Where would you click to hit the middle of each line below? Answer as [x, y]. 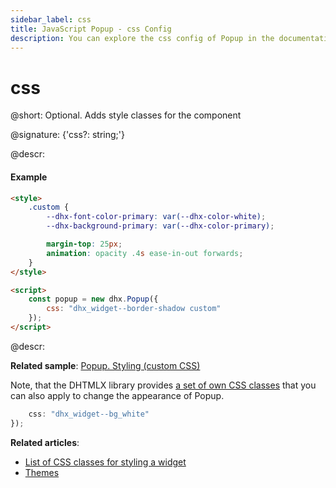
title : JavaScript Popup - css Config [91, 29]
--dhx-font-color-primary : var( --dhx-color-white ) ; [156, 217]
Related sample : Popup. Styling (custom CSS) [105, 365]
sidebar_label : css [51, 19]
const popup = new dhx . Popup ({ [93, 299]
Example [29, 177]
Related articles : [45, 442]
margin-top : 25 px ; [84, 244]
